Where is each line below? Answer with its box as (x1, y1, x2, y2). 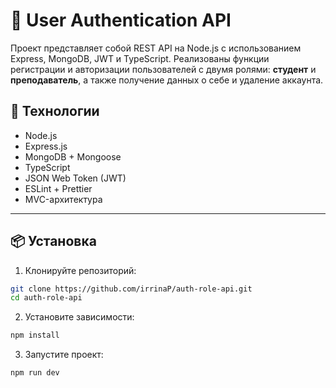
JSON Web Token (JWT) (24, 172, 127, 184)
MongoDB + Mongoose (24, 150, 122, 163)
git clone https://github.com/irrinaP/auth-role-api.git (10, 284, 253, 294)
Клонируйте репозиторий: (24, 264, 137, 276)
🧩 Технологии (10, 103, 100, 120)
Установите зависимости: (24, 311, 135, 323)
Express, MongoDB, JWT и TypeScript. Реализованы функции (10, 52, 270, 64)
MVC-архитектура (24, 193, 103, 205)
